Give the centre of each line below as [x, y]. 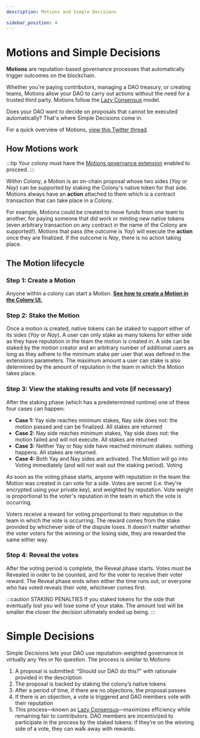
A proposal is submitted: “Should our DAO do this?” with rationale [96, 671]
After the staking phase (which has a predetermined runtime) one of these [98, 402]
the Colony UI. [24, 299]
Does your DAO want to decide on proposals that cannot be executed [92, 111]
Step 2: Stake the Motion [43, 315]
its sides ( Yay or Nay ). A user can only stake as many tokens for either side [99, 335]
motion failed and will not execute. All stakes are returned [86, 439]
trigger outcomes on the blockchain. [51, 75]
